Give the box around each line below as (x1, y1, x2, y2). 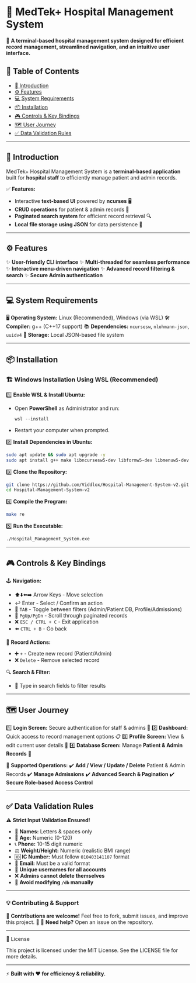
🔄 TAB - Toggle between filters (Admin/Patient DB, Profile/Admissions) (14, 605, 183, 613)
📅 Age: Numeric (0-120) (14, 834, 73, 841)
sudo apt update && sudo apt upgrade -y (6, 451, 106, 458)
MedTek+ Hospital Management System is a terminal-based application (6, 168, 181, 175)
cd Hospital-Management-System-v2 (6, 487, 90, 493)
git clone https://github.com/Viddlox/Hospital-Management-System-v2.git (6, 482, 190, 488)
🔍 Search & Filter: (6, 668, 51, 675)
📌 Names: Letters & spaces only (14, 828, 92, 835)
